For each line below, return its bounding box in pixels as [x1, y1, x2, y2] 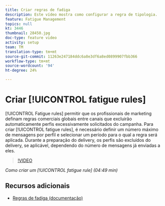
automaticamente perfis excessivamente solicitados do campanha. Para [5, 121, 153, 127]
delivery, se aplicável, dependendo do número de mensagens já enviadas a [5, 142, 160, 148]
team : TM [5, 45, 23, 50]
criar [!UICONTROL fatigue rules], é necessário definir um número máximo [5, 126, 158, 132]
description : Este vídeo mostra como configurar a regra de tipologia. [5, 12, 157, 17]
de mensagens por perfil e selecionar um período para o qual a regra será [5, 131, 157, 138]
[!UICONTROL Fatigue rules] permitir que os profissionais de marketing [5, 110, 152, 116]
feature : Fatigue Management [5, 17, 66, 22]
